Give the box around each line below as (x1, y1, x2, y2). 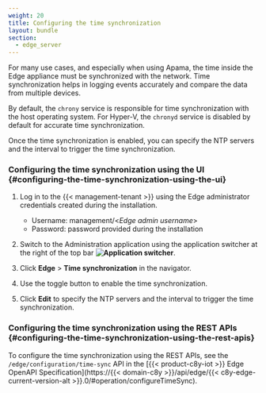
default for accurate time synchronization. (8, 121, 145, 130)
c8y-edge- (220, 367, 256, 377)
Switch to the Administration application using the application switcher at (19, 240, 258, 249)
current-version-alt (8, 376, 70, 385)
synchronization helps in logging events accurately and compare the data (8, 80, 248, 90)
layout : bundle (8, 26, 59, 34)
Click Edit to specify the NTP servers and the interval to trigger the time (19, 295, 254, 304)
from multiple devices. (8, 88, 82, 98)
